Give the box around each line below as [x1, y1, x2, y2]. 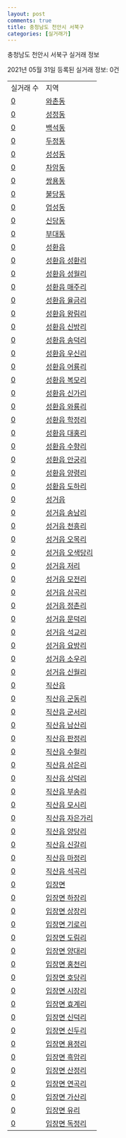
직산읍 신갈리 [45, 840, 87, 850]
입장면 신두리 [45, 1026, 87, 1036]
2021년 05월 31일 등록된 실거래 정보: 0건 [7, 65, 120, 74]
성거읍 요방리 [45, 641, 87, 651]
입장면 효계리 [45, 999, 87, 1009]
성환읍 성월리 [45, 269, 87, 279]
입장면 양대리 [45, 946, 87, 956]
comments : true [7, 17, 52, 24]
